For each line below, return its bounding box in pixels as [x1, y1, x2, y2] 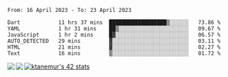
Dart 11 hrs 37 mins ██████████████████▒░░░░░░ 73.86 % [7, 19, 221, 26]
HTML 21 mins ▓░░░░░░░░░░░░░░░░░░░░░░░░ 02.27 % [7, 44, 221, 51]
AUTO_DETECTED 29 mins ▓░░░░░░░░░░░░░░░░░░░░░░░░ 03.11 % [7, 37, 221, 45]
